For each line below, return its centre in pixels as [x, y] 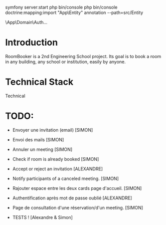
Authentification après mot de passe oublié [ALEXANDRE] [72, 198]
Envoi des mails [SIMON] [38, 139]
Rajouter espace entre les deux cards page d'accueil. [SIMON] [77, 188]
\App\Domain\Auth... [26, 22]
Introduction [32, 43]
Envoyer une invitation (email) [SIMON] [53, 130]
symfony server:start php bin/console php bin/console [61, 7]
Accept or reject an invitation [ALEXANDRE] [57, 169]
